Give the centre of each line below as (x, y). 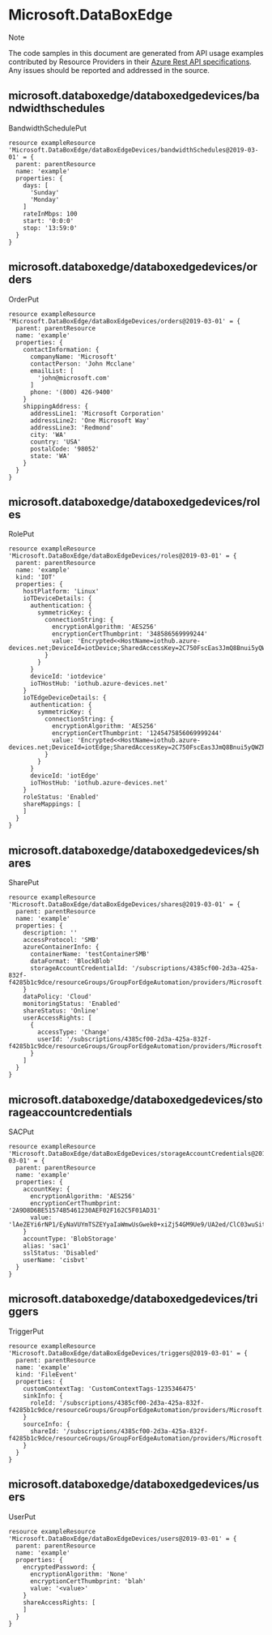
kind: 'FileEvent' (47, 1374)
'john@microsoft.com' (74, 378)
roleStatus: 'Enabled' (61, 797)
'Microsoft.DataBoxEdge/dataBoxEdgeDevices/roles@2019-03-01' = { (123, 556)
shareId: (45, 1431)
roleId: (43, 1403)
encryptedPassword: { (59, 1567)
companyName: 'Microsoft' (73, 357)
